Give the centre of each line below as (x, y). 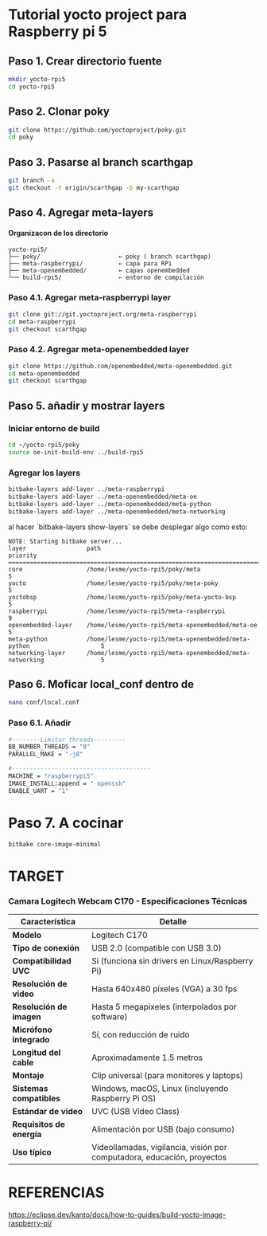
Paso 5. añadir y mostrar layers (87, 405)
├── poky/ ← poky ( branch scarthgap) (110, 257)
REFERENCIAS (56, 1193)
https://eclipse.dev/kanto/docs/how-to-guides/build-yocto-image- (117, 1214)
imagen (27, 1016)
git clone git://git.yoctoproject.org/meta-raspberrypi (103, 314)
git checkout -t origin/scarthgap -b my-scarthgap (94, 188)
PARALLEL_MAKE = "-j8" (46, 755)
